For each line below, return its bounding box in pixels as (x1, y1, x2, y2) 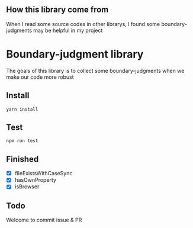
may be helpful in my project (33, 27, 103, 34)
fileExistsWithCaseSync (14, 170, 73, 177)
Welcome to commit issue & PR (6, 216, 82, 224)
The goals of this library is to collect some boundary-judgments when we (6, 67, 185, 74)
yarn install (6, 106, 38, 112)
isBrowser (14, 183, 40, 190)
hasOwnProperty (14, 176, 57, 184)
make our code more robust (6, 73, 74, 81)
